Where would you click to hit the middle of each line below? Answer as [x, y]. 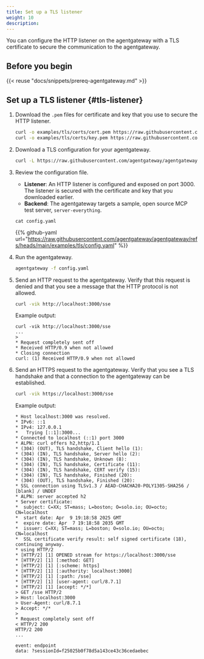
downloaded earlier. [49, 197]
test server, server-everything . [63, 210]
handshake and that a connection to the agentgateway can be [92, 376]
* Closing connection [42, 354]
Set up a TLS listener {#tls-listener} [75, 100]
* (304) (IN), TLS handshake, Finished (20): [73, 475]
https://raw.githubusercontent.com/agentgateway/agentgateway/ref [113, 239]
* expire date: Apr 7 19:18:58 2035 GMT [70, 523]
